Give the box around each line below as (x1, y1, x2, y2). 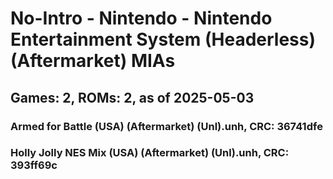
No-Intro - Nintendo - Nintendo (10, 7, 273, 30)
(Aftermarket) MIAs (10, 50, 176, 72)
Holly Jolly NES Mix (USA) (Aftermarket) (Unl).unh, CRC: (10, 146, 290, 160)
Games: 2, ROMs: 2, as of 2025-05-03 (10, 89, 255, 106)
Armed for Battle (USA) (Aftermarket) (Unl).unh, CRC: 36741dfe (10, 119, 323, 133)
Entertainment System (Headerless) (10, 28, 317, 51)
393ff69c (10, 158, 58, 172)
